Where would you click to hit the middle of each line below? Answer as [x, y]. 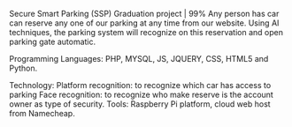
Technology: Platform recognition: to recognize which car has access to [140, 85]
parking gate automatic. [53, 41]
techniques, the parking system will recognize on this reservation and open [146, 32]
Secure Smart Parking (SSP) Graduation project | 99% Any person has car [144, 14]
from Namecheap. [42, 113]
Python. [23, 68]
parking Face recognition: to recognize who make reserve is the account [142, 94]
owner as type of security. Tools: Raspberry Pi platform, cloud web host [140, 104]
